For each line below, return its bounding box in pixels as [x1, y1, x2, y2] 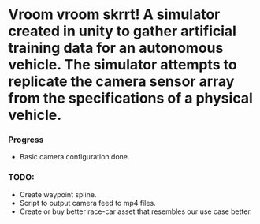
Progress [8, 134, 44, 145]
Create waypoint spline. [19, 189, 97, 199]
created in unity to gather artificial [8, 22, 236, 40]
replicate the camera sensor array [8, 73, 235, 91]
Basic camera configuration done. [19, 152, 130, 162]
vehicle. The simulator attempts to [8, 56, 238, 74]
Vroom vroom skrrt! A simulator [8, 6, 221, 24]
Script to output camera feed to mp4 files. [19, 198, 156, 207]
